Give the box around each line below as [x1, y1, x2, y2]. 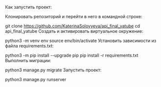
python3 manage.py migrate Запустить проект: [5, 67, 102, 73]
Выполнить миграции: [5, 58, 51, 63]
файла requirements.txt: [5, 43, 54, 48]
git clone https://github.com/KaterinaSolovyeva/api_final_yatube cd [5, 23, 140, 29]
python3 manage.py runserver [5, 77, 67, 82]
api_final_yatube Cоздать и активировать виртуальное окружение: [5, 28, 143, 34]
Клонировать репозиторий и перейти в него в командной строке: [5, 14, 142, 19]
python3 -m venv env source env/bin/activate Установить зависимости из [5, 38, 157, 43]
